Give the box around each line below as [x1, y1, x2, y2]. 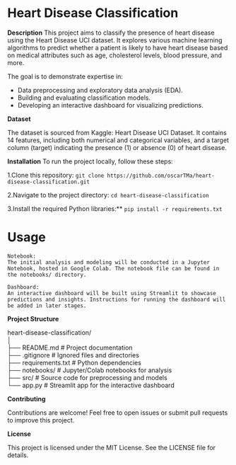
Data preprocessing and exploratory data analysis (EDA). [17, 86, 184, 94]
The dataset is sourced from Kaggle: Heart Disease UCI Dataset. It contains [7, 128, 228, 137]
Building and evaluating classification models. [17, 93, 151, 102]
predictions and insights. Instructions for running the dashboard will [7, 296, 226, 303]
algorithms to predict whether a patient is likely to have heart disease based [7, 43, 228, 52]
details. [7, 451, 29, 459]
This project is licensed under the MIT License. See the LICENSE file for [7, 443, 216, 452]
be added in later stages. [7, 302, 87, 309]
